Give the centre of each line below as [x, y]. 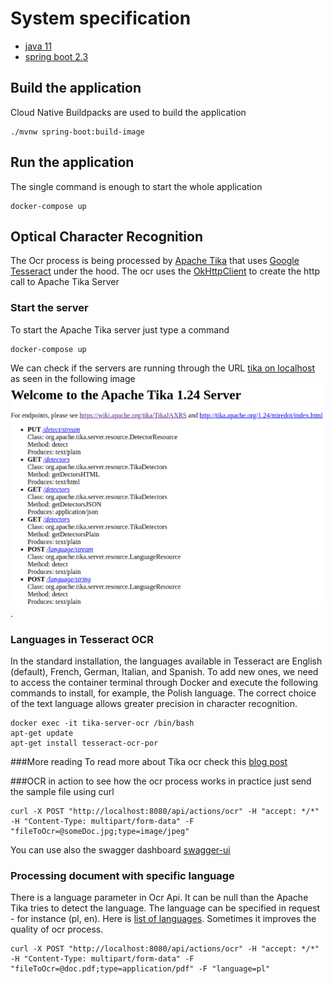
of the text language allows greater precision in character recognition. [154, 703]
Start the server [49, 308]
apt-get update [42, 733]
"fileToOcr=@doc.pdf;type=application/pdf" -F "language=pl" [140, 969]
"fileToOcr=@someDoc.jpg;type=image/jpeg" [100, 831]
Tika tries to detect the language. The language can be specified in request [165, 908]
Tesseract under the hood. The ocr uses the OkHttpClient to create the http [165, 271]
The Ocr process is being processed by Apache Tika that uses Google [155, 261]
